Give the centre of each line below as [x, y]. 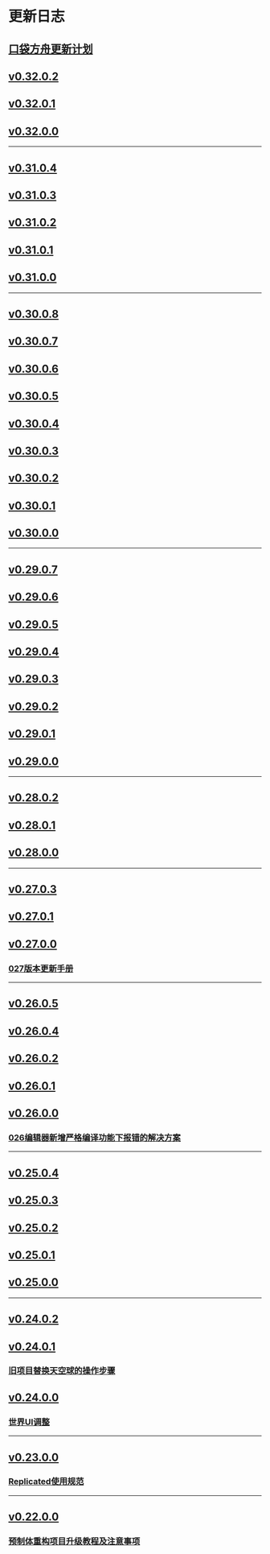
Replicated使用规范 [46, 1482]
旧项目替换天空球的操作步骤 [62, 1371]
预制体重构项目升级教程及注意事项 [74, 1541]
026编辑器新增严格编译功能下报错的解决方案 [94, 1138]
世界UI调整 [29, 1422]
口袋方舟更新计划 [51, 49]
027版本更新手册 [41, 969]
